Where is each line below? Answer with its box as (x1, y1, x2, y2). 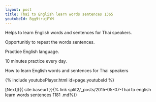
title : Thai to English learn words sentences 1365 (5, 12, 113, 17)
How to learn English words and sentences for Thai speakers (5, 68, 129, 74)
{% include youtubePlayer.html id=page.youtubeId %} (5, 77, 115, 83)
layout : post (5, 7, 32, 12)
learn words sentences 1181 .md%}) (5, 92, 77, 98)
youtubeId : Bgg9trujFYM (5, 16, 54, 21)
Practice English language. (5, 49, 59, 54)
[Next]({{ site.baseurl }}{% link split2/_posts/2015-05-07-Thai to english (5, 87, 152, 93)
